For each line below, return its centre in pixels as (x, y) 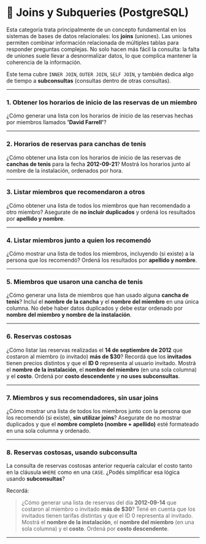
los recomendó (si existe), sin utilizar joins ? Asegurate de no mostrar (94, 418)
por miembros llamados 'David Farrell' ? (56, 122)
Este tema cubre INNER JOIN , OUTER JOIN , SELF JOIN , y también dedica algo (100, 74)
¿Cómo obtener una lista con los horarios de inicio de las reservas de (94, 157)
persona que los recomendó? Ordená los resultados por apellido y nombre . (102, 260)
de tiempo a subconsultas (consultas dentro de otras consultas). (89, 81)
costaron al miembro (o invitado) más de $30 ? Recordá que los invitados (99, 357)
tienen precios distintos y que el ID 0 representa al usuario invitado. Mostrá (101, 363)
